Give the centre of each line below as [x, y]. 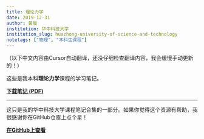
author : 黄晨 [22, 23]
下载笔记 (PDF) [25, 91]
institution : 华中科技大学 [38, 29]
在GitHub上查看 [26, 130]
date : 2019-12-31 [28, 18]
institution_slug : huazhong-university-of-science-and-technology [92, 34]
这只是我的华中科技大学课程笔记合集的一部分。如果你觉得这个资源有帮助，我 [102, 110]
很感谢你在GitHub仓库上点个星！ [47, 117]
